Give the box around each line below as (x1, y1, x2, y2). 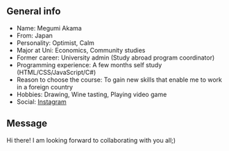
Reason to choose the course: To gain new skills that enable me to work (16, 75, 223, 84)
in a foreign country (16, 82, 74, 91)
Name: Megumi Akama (16, 24, 83, 32)
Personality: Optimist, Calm (16, 38, 95, 47)
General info (6, 6, 61, 17)
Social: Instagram (16, 97, 67, 106)
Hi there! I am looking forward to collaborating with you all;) (6, 136, 176, 144)
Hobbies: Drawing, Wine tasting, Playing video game (16, 90, 167, 98)
